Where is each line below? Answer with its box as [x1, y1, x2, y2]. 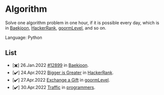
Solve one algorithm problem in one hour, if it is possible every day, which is [5, 20, 160, 26]
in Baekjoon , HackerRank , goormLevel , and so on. [5, 25, 107, 31]
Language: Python [5, 34, 43, 40]
